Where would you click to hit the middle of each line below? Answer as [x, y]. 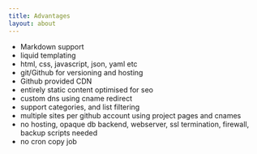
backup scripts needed [59, 133]
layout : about [32, 24]
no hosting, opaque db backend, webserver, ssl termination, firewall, [135, 124]
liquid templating [48, 55]
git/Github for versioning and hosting [81, 72]
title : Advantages [39, 16]
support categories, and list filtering [80, 107]
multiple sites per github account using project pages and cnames [131, 115]
